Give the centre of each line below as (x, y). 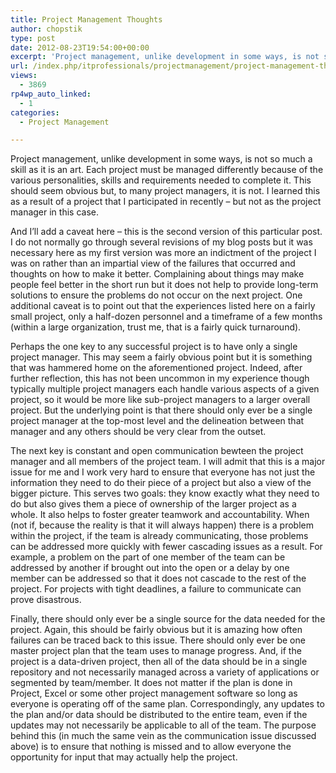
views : (24, 76)
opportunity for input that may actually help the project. (124, 757)
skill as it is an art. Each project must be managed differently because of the (167, 170)
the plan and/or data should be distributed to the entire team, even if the (159, 715)
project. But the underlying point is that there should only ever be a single (161, 410)
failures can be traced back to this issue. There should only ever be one (158, 640)
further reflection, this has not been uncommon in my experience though (160, 378)
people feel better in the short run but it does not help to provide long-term (164, 285)
